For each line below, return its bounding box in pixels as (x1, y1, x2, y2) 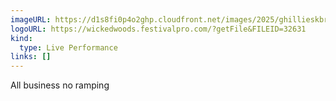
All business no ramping (10, 79, 110, 91)
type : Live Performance (19, 42, 118, 53)
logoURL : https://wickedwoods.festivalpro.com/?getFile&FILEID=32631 (10, 24, 307, 34)
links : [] (10, 52, 52, 62)
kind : (10, 33, 33, 43)
